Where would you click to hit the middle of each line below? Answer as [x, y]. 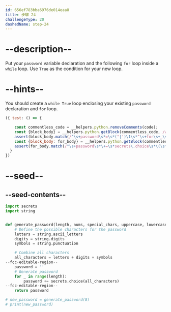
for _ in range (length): [41, 276]
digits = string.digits [40, 239]
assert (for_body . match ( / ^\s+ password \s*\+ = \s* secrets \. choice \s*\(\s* [91, 146]
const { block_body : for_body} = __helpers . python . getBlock [78, 141]
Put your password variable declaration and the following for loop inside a [82, 64]
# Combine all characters [42, 253]
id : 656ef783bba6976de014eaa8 [37, 10]
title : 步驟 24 [21, 15]
